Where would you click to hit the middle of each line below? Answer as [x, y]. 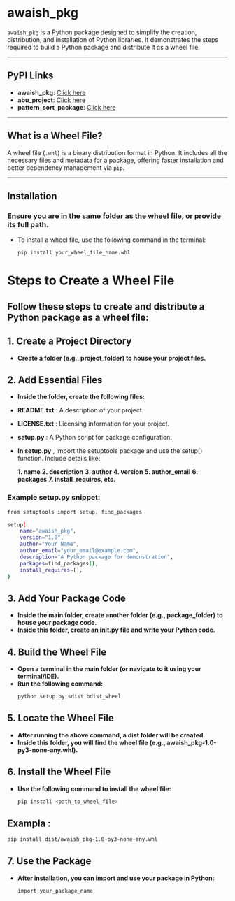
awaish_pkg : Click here [51, 92]
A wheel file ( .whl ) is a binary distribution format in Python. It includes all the [117, 152]
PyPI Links [30, 76]
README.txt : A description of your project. [80, 410]
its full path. [28, 224]
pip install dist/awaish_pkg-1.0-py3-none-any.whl [83, 839]
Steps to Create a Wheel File [91, 281]
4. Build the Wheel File [57, 652]
